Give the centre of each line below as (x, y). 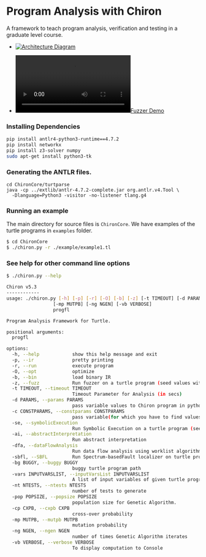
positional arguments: (35, 332)
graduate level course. (35, 34)
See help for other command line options (68, 263)
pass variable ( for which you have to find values (137, 417)
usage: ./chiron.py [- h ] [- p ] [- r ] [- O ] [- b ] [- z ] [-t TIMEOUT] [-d (96, 298)
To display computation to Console (118, 548)
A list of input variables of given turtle (128, 480)
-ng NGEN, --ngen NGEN (41, 531)
